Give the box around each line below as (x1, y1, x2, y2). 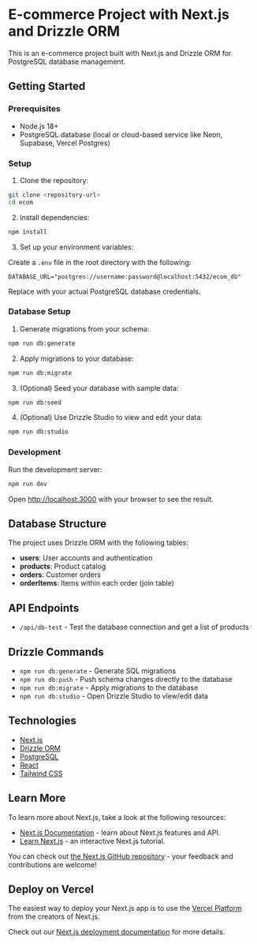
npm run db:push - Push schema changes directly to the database (19, 674, 233, 684)
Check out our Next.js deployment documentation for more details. (8, 927, 225, 937)
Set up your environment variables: (19, 242, 134, 252)
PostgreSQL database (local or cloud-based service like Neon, (19, 129, 223, 139)
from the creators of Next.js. (8, 912, 100, 921)
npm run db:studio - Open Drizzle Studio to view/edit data (19, 691, 209, 700)
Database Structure (8, 517, 106, 530)
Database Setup (8, 306, 71, 317)
